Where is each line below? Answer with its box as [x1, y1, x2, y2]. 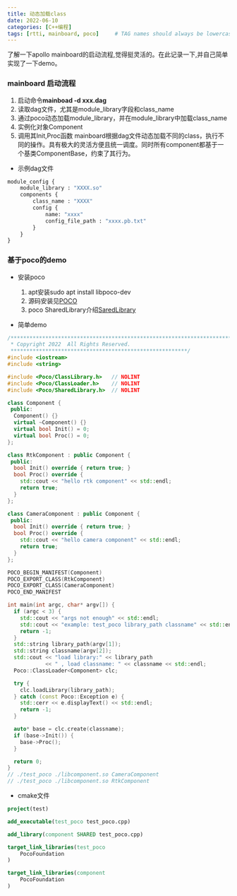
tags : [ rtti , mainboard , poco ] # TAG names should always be [7, 30, 203, 37]
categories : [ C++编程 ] [7, 23, 72, 30]
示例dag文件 [17, 164, 54, 172]
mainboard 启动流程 [7, 78, 76, 88]
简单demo [17, 320, 47, 329]
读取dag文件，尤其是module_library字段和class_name [17, 105, 175, 113]
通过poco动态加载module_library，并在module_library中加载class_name [17, 114, 228, 122]
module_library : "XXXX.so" [20, 184, 102, 191]
